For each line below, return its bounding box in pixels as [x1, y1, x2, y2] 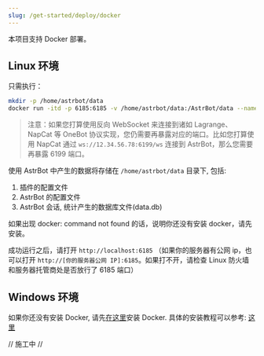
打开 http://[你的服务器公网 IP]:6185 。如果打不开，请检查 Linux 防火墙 [21, 255, 250, 265]
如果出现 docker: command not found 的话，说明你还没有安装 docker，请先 [8, 219, 253, 229]
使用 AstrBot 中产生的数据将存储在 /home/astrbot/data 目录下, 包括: [8, 166, 226, 175]
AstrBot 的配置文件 [19, 193, 81, 202]
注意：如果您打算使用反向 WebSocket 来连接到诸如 [27, 119, 192, 130]
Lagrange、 [193, 119, 233, 130]
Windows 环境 [8, 290, 79, 303]
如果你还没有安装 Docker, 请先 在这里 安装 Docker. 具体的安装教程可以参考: [8, 313, 247, 322]
